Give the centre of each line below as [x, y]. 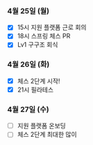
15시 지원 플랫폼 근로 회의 [52, 27]
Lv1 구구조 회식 [37, 45]
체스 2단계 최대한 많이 [47, 135]
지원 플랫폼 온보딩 [41, 126]
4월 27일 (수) [28, 109]
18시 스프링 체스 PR [44, 36]
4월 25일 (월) [28, 10]
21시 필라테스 [35, 89]
